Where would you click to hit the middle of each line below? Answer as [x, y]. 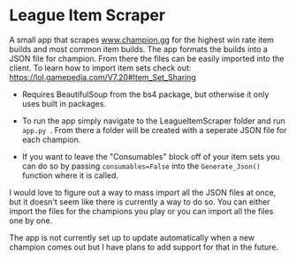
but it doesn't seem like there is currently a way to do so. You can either [140, 201]
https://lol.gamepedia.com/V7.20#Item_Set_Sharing [103, 77]
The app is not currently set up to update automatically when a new [132, 237]
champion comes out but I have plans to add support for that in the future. [144, 247]
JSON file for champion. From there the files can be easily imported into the [147, 58]
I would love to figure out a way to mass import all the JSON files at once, [143, 192]
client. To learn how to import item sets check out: [100, 68]
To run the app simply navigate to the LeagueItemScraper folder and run [153, 121]
